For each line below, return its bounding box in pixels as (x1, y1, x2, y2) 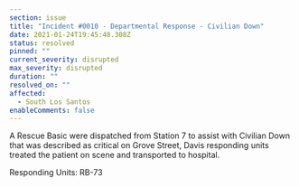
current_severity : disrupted (9, 55, 119, 64)
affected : (9, 89, 47, 98)
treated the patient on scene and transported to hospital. (9, 150, 220, 161)
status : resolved (9, 38, 75, 48)
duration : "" (9, 72, 59, 81)
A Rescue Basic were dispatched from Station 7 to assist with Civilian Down (9, 130, 291, 141)
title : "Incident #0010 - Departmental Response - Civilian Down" (9, 22, 265, 31)
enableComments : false (9, 106, 95, 115)
